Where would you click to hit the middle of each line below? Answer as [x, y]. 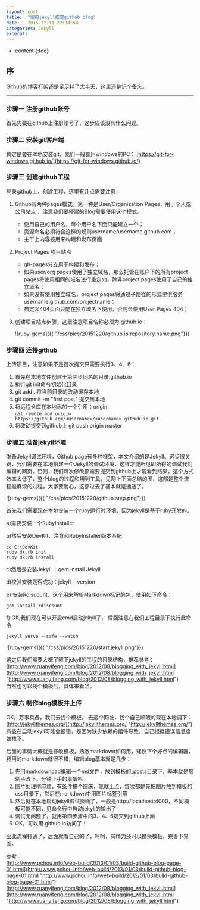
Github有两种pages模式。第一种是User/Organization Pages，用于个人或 [103, 204]
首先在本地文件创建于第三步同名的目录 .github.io [73, 377]
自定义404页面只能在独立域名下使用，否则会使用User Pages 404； [106, 309]
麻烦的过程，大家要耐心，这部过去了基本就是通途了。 [82, 487]
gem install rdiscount [34, 606]
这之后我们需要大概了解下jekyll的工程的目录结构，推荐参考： [80, 660]
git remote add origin [43, 414]
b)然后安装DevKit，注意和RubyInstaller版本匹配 [64, 536]
